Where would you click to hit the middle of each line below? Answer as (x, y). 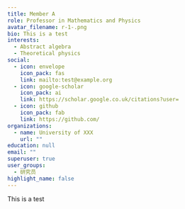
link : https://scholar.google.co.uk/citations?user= (100, 100)
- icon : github (36, 106)
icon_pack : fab (43, 113)
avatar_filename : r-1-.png (47, 27)
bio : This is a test (38, 34)
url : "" (31, 139)
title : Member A (31, 14)
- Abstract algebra (43, 47)
